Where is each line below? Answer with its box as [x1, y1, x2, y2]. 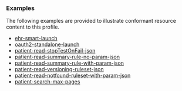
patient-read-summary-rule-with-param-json [14, 60, 124, 66]
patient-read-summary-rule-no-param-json [14, 54, 120, 61]
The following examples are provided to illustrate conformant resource [6, 17, 177, 24]
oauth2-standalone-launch [14, 41, 80, 48]
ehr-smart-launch [14, 35, 58, 42]
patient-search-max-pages [14, 78, 80, 85]
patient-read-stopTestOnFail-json [14, 47, 96, 54]
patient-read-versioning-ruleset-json [14, 66, 104, 73]
